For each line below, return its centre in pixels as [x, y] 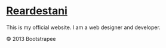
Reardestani [37, 11]
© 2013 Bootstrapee [31, 39]
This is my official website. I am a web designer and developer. [84, 27]
